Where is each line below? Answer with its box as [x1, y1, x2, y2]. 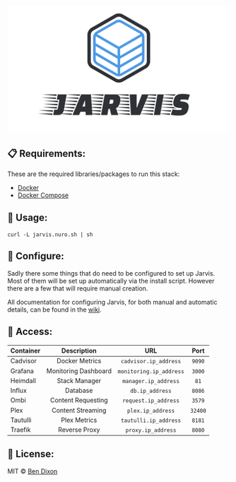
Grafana [10, 366, 34, 375]
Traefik [10, 425, 31, 434]
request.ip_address [122, 397, 180, 404]
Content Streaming [52, 406, 107, 414]
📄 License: [7, 448, 54, 460]
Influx [10, 387, 27, 395]
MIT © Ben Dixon [7, 466, 58, 475]
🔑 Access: [7, 326, 53, 338]
